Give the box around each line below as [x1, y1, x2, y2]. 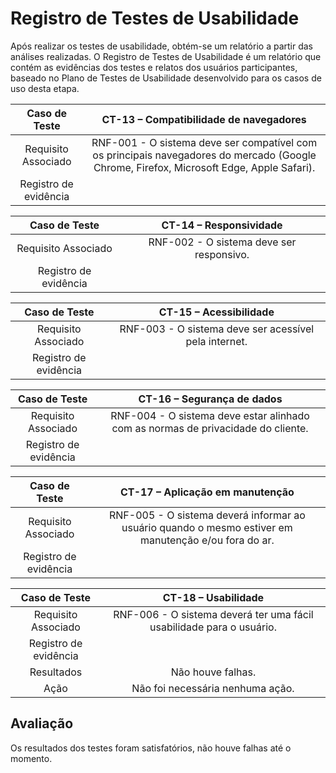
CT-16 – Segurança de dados [138, 392, 283, 406]
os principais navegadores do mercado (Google [92, 148, 317, 162]
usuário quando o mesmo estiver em [121, 520, 293, 534]
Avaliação [10, 715, 74, 732]
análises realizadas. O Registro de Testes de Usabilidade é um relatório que [10, 50, 322, 62]
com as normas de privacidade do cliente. [111, 421, 309, 435]
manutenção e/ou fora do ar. [140, 533, 275, 547]
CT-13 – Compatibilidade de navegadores [101, 112, 307, 126]
